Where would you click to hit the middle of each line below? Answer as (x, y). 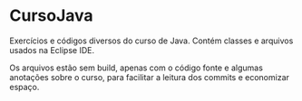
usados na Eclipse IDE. (52, 50)
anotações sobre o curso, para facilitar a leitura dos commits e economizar (150, 77)
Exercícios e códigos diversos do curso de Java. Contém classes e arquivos (151, 41)
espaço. (24, 87)
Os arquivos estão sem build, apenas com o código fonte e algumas (136, 68)
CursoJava (51, 16)
